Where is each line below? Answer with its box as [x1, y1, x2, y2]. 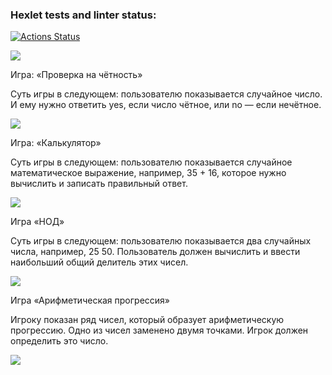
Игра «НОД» [10, 216, 65, 228]
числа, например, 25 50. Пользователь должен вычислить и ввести [10, 246, 301, 258]
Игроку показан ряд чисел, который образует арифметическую [10, 314, 285, 326]
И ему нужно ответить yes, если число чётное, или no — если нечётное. [10, 99, 322, 111]
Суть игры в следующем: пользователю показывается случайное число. [10, 88, 323, 100]
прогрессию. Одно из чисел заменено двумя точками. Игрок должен [10, 324, 309, 337]
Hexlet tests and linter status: [10, 8, 157, 22]
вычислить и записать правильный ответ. [10, 178, 188, 190]
